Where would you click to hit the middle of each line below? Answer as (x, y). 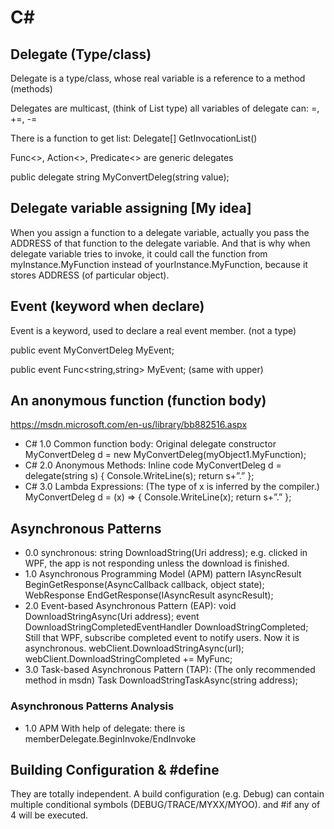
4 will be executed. (49, 815)
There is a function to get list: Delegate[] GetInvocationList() (134, 138)
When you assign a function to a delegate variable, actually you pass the (160, 232)
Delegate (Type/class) (81, 54)
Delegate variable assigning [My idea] (131, 208)
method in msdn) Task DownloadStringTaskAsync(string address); (161, 680)
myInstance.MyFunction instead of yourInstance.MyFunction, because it (159, 264)
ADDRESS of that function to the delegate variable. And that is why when (160, 243)
